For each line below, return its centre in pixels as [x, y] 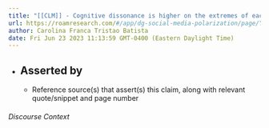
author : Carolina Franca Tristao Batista [78, 30]
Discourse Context [39, 116]
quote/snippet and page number [85, 98]
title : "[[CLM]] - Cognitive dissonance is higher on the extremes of [128, 16]
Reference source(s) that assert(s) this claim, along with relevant [139, 90]
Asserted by [51, 70]
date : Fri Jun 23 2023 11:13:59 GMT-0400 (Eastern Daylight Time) [121, 38]
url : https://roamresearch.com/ [62, 23]
